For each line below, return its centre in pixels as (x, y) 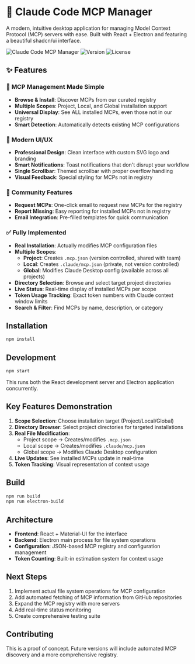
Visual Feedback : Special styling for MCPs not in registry (83, 177)
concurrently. (22, 388)
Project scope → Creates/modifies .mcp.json (77, 439)
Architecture (30, 520)
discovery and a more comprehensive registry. (62, 655)
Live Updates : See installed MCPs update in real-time (79, 458)
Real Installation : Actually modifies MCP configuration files (86, 245)
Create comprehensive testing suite (57, 615)
